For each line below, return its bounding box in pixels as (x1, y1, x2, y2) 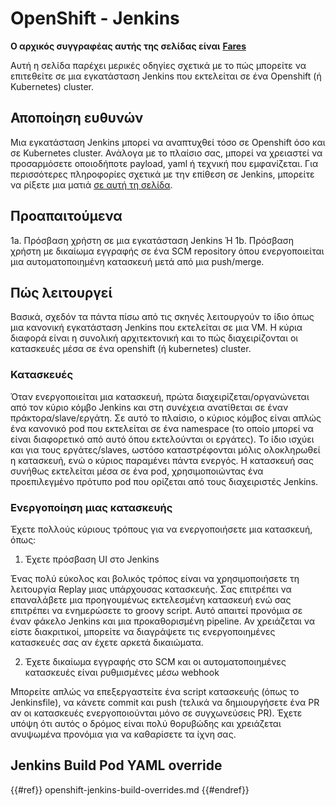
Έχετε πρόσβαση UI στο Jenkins (24, 553, 160, 565)
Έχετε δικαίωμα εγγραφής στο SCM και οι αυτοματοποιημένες (24, 655, 287, 667)
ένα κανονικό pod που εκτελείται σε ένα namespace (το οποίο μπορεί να (10, 422, 314, 434)
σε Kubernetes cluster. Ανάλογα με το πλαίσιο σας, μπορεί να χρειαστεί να (10, 147, 323, 159)
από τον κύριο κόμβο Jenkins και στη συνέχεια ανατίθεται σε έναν (10, 401, 289, 413)
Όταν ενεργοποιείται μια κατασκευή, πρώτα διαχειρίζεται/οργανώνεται (10, 390, 310, 402)
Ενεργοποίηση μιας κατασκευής (10, 500, 173, 514)
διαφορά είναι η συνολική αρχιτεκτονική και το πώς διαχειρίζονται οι (10, 332, 299, 344)
